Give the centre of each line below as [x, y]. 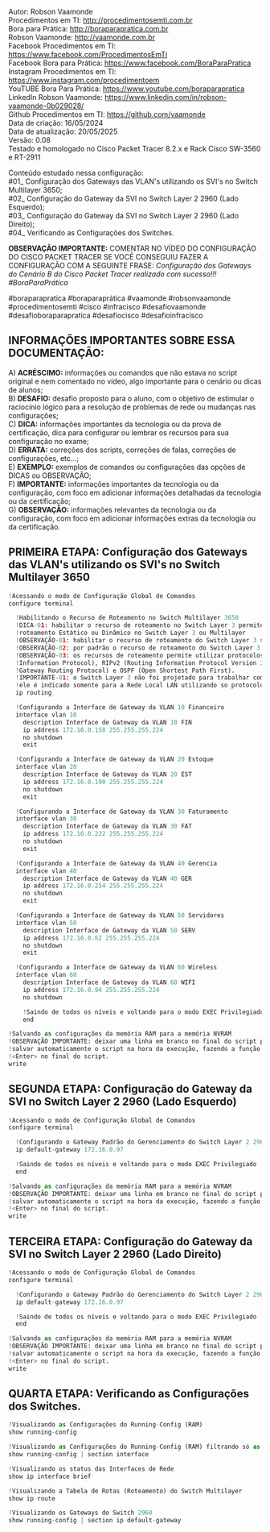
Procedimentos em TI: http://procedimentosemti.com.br [100, 20]
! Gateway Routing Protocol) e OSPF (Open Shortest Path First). [125, 671]
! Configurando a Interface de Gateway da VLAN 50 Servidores [120, 915]
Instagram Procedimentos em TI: [62, 71]
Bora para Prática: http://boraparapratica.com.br [88, 29]
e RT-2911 [25, 157]
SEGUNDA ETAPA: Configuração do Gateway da [131, 1089]
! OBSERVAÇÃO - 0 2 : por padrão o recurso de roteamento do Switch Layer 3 [138, 648]
